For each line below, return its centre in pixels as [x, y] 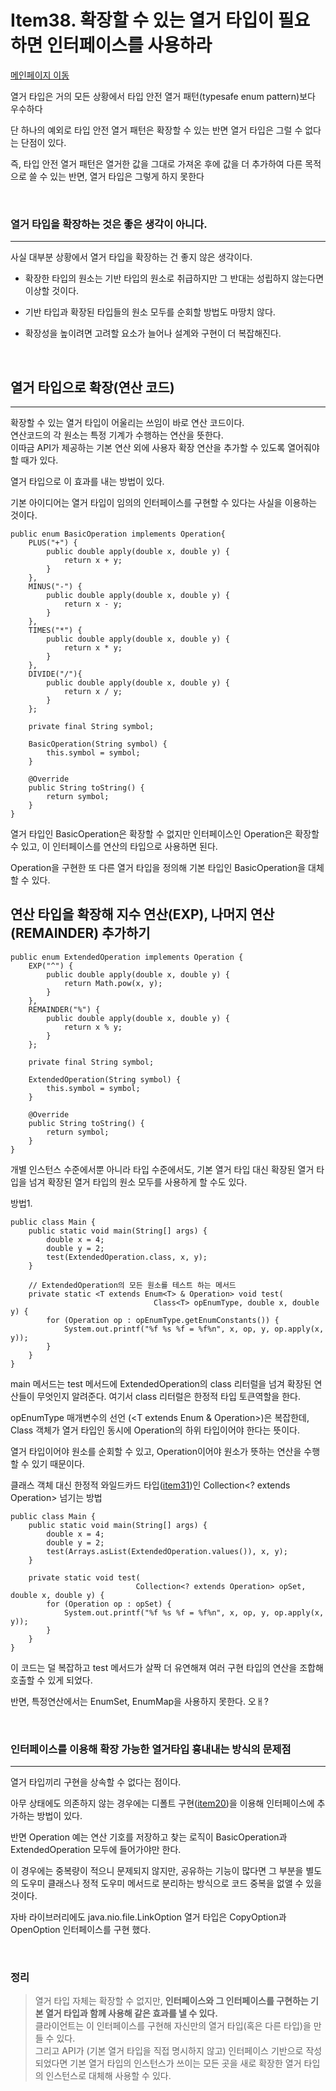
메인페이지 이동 [40, 75]
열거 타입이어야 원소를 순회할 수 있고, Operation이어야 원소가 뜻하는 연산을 [156, 1451]
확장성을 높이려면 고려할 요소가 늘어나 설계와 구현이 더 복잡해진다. [153, 333]
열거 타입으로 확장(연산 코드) [92, 387]
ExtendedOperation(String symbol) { [105, 1079]
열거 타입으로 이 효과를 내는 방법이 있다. [87, 482]
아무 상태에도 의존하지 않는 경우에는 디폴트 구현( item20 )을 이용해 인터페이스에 [162, 1803]
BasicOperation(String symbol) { [98, 744]
